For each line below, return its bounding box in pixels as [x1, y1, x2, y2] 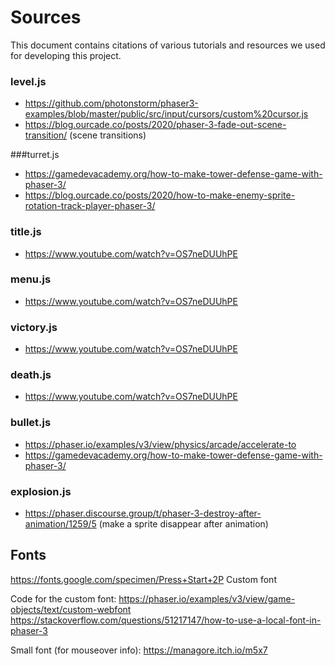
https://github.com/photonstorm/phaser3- [24, 97, 199, 110]
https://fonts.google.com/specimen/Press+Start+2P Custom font [10, 573, 277, 585]
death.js [10, 368, 52, 382]
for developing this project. [10, 49, 122, 61]
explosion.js [10, 484, 72, 498]
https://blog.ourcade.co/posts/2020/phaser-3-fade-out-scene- [24, 119, 287, 131]
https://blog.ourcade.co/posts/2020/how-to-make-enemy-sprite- [24, 189, 296, 201]
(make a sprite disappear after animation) [98, 518, 269, 530]
